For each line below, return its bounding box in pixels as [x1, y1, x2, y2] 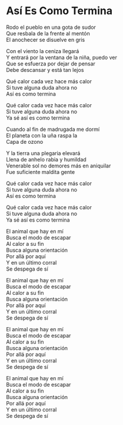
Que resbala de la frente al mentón [6, 29, 90, 37]
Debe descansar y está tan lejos [6, 66, 84, 73]
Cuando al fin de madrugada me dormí [6, 126, 100, 133]
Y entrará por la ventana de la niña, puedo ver [6, 54, 118, 61]
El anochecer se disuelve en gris [6, 36, 85, 43]
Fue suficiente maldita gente [6, 168, 75, 175]
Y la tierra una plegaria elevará [6, 149, 81, 157]
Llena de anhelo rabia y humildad [6, 156, 87, 163]
